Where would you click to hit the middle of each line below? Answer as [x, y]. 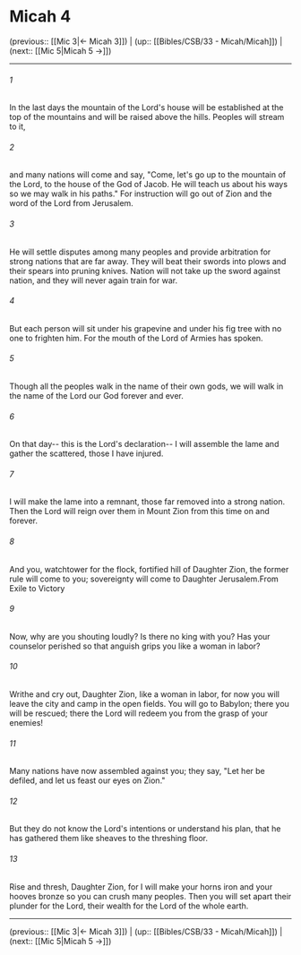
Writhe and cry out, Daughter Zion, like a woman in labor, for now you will [145, 694]
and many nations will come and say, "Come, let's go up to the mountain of [148, 175]
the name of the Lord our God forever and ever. [96, 395]
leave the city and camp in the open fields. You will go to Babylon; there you [149, 703]
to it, [17, 126]
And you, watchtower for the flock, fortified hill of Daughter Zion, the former [149, 569]
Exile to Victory [37, 588]
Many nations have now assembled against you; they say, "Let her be [138, 771]
